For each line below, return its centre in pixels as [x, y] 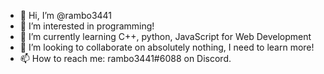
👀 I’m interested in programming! [87, 26]
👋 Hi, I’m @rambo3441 [66, 15]
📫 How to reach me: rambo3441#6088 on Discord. [125, 58]
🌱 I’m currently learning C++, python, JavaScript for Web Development [165, 36]
